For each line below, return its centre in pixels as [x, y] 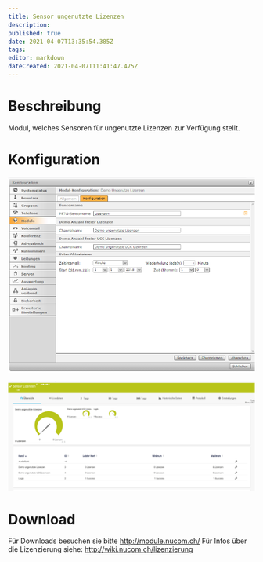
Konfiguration [54, 159]
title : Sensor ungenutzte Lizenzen [66, 16]
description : [29, 25]
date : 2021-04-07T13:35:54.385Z [61, 42]
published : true [34, 33]
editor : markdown [36, 58]
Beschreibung [55, 106]
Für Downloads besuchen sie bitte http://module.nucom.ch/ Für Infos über [128, 541]
